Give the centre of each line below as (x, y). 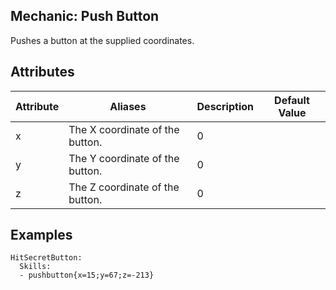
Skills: (35, 267)
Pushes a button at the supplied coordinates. (102, 40)
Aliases (128, 106)
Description (225, 106)
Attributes (42, 72)
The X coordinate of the (124, 129)
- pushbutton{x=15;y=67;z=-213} (87, 275)
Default (292, 100)
